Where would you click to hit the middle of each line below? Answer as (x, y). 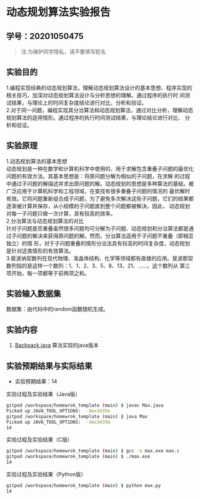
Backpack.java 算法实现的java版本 (57, 345)
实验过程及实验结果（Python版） (46, 475)
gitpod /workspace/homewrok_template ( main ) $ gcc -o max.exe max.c (93, 451)
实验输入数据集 (34, 294)
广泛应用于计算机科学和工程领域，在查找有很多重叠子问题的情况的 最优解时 (98, 191)
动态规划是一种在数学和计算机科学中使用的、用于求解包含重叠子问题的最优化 (100, 168)
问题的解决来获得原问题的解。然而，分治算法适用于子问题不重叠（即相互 (105, 236)
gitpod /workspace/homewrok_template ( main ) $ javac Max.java (85, 406)
